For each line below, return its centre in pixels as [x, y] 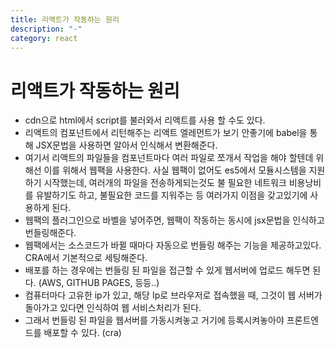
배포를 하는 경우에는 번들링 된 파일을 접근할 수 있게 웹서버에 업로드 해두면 [167, 270]
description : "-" [46, 29]
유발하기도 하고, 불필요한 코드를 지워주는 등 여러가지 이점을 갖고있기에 [171, 195]
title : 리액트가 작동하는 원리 [65, 19]
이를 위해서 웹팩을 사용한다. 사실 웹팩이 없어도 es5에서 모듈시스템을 [175, 170]
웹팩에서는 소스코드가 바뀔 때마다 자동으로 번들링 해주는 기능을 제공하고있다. [173, 245]
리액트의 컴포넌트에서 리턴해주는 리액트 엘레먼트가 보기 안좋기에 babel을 [166, 133]
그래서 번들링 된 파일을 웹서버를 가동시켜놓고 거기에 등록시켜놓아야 [154, 320]
